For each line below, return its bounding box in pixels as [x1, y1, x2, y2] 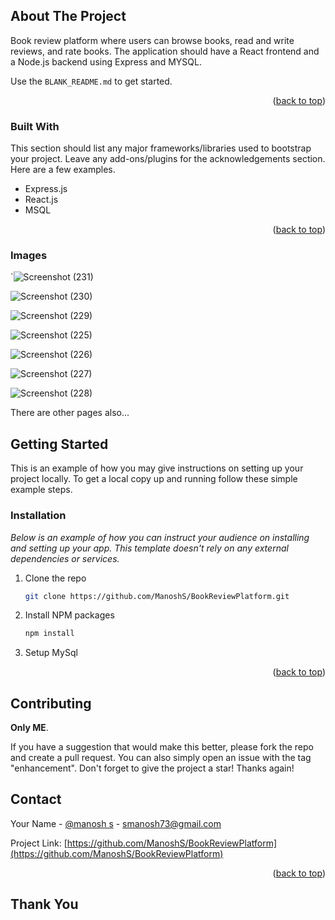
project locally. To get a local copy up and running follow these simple [10, 473, 298, 485]
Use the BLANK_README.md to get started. [10, 75, 173, 87]
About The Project [10, 8, 127, 25]
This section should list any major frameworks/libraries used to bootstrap [10, 142, 312, 154]
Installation [10, 509, 67, 523]
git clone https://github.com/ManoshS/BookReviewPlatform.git [24, 591, 290, 601]
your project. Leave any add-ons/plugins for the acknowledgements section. [10, 153, 326, 165]
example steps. [10, 484, 73, 496]
